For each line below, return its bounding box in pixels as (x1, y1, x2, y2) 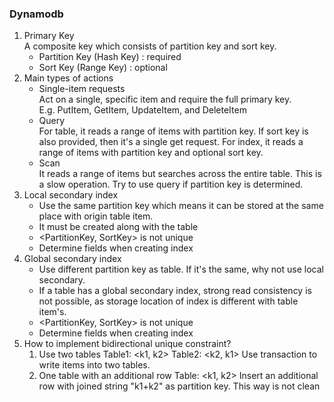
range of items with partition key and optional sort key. (38, 147, 264, 159)
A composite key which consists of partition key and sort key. (23, 40, 277, 52)
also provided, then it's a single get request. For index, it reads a (38, 136, 304, 148)
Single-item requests (38, 83, 126, 95)
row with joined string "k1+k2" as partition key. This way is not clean (38, 380, 321, 392)
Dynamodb (9, 7, 64, 21)
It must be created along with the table (38, 221, 199, 233)
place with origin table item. (38, 210, 154, 222)
